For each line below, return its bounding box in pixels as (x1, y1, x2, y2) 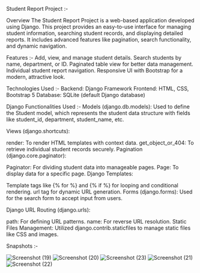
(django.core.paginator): (6, 152, 67, 159)
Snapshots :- (6, 242, 38, 249)
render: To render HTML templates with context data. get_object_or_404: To (6, 139, 194, 146)
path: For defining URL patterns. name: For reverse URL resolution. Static (6, 218, 187, 225)
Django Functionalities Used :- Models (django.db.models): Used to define (6, 103, 190, 110)
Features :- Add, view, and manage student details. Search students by (6, 54, 182, 61)
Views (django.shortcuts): (6, 128, 70, 134)
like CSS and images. (6, 231, 59, 237)
